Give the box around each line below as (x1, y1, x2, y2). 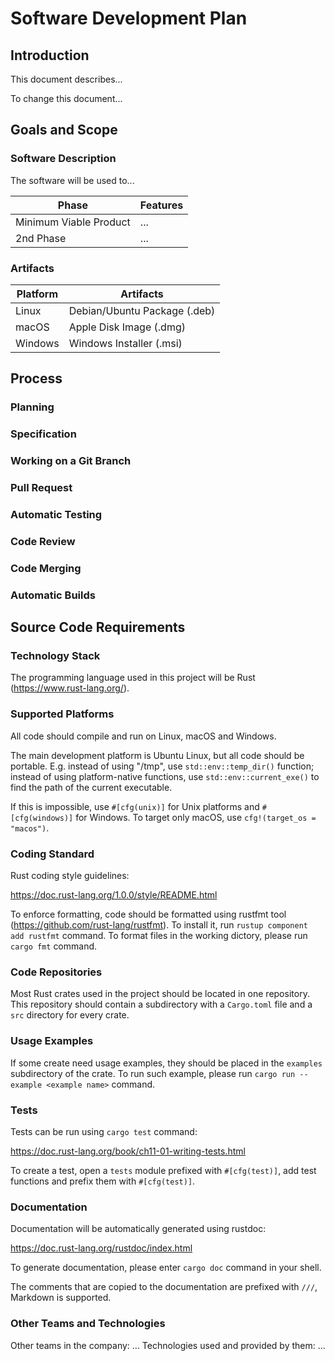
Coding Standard (10, 847, 95, 861)
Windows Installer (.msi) (68, 336, 183, 350)
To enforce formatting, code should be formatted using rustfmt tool (10, 908, 287, 921)
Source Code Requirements (10, 619, 186, 636)
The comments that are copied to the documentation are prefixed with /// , (10, 1281, 318, 1293)
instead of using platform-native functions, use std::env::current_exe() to (10, 770, 320, 782)
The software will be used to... (10, 174, 135, 186)
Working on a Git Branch (10, 454, 132, 468)
